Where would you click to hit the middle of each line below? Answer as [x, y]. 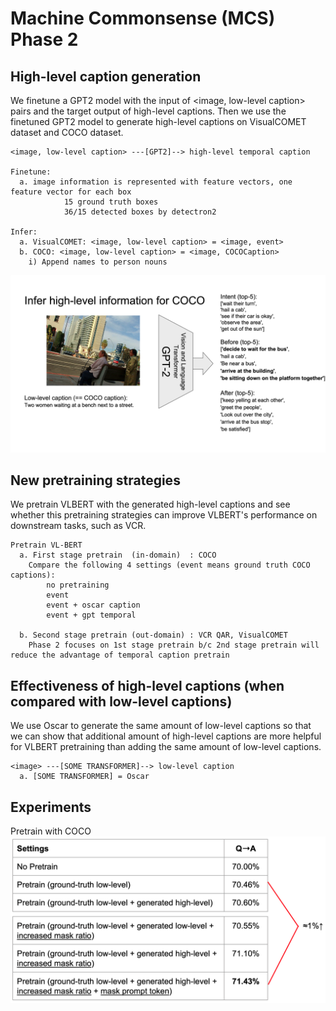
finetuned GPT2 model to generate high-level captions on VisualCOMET [158, 121]
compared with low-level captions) [121, 701]
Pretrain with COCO [51, 831]
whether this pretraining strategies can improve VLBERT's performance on [164, 515]
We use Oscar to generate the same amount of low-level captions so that [161, 726]
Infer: [24, 232]
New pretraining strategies [95, 480]
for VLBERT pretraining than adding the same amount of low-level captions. [166, 747]
